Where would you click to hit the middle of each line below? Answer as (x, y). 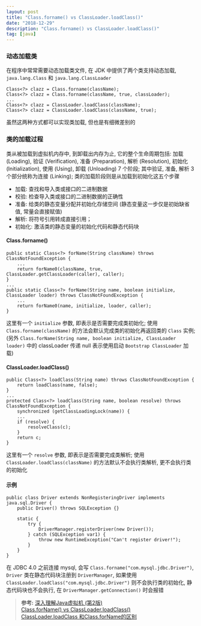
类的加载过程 (25, 139)
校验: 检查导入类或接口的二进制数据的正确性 (69, 196)
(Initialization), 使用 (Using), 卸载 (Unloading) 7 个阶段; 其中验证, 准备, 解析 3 (100, 168)
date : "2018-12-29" (31, 23)
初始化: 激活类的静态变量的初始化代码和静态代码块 (77, 226)
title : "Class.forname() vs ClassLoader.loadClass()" (75, 17)
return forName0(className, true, (60, 269)
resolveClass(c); (49, 427)
